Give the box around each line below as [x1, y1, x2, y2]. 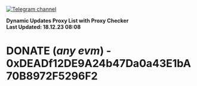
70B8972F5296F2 [6, 69, 98, 83]
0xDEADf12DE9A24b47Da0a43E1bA [6, 57, 191, 71]
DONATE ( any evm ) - [6, 44, 112, 58]
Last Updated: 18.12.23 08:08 [6, 24, 81, 30]
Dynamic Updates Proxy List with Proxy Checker [6, 17, 129, 24]
